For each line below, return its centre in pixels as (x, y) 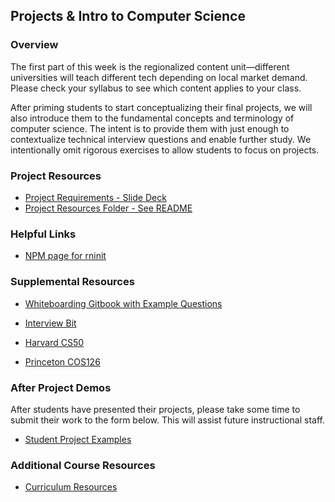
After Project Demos (61, 387)
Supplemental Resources (72, 282)
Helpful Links (43, 234)
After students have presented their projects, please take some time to (155, 409)
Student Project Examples (78, 439)
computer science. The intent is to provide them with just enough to (150, 128)
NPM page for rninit (65, 256)
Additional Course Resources (83, 465)
